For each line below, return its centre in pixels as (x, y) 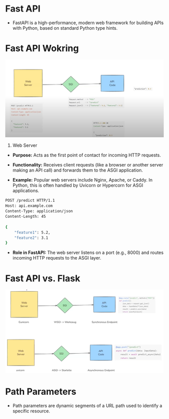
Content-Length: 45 (26, 217)
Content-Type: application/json (39, 211)
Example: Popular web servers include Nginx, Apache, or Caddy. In (82, 180)
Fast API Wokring (42, 49)
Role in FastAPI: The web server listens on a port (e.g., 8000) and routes (88, 253)
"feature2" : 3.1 (31, 238)
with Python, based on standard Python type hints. (65, 28)
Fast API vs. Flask (43, 278)
